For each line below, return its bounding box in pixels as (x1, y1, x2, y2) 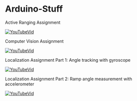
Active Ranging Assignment (5, 19, 61, 25)
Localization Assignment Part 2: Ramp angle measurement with (5, 76, 133, 82)
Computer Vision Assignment (5, 38, 64, 44)
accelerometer (5, 81, 35, 87)
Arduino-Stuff (5, 3, 63, 15)
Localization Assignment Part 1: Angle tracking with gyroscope (5, 57, 131, 63)
